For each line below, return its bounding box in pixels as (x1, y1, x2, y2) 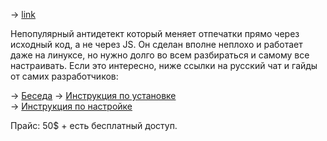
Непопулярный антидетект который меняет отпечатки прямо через (10, 28, 300, 39)
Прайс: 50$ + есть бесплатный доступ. (10, 120, 178, 131)
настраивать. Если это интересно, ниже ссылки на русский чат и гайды (10, 60, 318, 71)
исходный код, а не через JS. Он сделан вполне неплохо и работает (10, 39, 303, 50)
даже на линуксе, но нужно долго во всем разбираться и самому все (10, 49, 310, 61)
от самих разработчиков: (10, 70, 119, 82)
